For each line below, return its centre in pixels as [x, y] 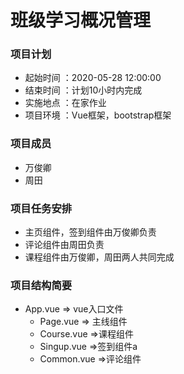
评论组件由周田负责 [64, 245]
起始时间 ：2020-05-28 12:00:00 [93, 78]
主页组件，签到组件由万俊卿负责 [90, 232]
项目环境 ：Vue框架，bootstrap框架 [98, 115]
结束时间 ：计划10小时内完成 [83, 90]
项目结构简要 [41, 285]
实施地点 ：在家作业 [65, 103]
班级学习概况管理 [81, 20]
